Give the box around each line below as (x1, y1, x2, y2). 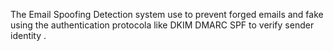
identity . (10, 30, 47, 41)
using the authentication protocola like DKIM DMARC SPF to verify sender (10, 19, 315, 31)
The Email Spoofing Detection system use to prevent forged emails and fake (10, 9, 324, 20)
